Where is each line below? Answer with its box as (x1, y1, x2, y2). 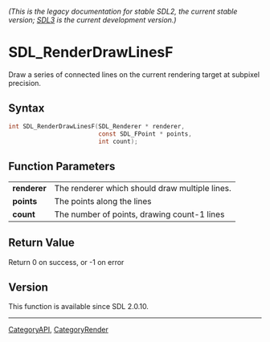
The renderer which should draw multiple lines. (54, 182, 231, 193)
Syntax (8, 101, 45, 115)
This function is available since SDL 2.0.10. (8, 302, 149, 311)
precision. (8, 78, 42, 88)
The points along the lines (54, 195, 152, 206)
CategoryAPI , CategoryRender (8, 325, 108, 335)
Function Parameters (8, 160, 116, 173)
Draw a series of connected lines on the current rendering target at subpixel (8, 69, 260, 79)
